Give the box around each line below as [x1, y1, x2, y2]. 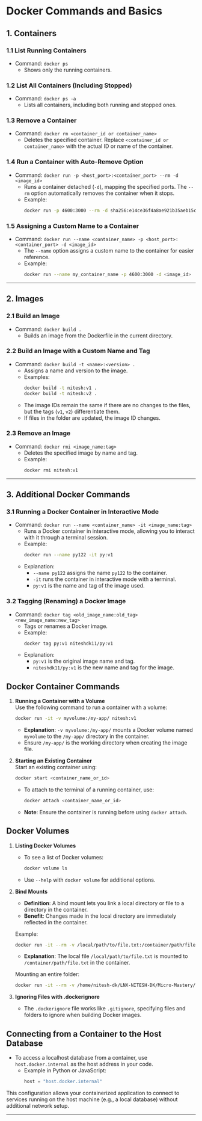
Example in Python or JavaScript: [23, 1067, 106, 1074]
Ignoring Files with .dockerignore [14, 994, 100, 1001]
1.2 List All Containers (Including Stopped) [6, 81, 132, 90]
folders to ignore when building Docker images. [23, 1012, 142, 1019]
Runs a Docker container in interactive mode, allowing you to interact [23, 527, 195, 535]
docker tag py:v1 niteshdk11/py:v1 [23, 640, 113, 646]
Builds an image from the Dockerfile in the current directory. [23, 332, 173, 339]
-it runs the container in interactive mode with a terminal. [32, 576, 176, 583]
